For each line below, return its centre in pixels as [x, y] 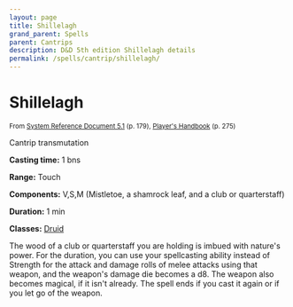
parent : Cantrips [41, 42]
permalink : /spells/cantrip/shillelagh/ [85, 59]
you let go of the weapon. [56, 293]
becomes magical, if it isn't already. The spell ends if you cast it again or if [145, 283]
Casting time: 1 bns [45, 160]
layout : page [33, 17]
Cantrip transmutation [49, 142]
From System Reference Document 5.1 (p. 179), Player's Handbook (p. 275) [123, 126]
